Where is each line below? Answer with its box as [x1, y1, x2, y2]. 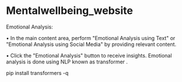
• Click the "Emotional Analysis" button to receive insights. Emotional [6, 52, 172, 59]
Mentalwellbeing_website [6, 4, 133, 17]
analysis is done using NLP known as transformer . [6, 58, 128, 65]
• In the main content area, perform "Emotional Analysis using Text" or [6, 34, 176, 41]
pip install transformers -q [6, 69, 69, 76]
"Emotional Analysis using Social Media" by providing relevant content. [6, 41, 177, 48]
